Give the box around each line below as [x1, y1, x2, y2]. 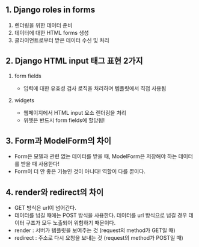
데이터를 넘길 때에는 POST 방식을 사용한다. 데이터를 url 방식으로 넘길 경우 [14, 212, 188, 219]
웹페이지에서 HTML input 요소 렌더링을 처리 [23, 109, 127, 116]
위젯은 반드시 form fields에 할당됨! [23, 117, 105, 124]
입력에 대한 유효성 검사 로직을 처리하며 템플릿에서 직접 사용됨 [23, 84, 167, 92]
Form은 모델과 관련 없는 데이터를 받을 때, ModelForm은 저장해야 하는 [14, 153, 177, 160]
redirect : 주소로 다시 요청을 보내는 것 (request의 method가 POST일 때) [14, 234, 184, 242]
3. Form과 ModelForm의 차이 [5, 136, 112, 146]
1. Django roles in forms [5, 5, 96, 15]
